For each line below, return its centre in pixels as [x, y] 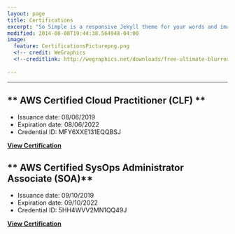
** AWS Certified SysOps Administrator [95, 167]
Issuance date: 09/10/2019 [56, 196]
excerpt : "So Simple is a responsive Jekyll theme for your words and [112, 27]
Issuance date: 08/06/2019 [56, 117]
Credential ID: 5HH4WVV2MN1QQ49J [72, 210]
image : [17, 40]
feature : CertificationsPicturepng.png [72, 46]
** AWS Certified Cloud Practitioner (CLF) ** [106, 101]
